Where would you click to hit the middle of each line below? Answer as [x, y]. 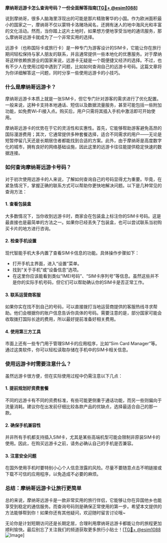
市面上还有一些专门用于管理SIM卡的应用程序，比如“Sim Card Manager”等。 [83, 344]
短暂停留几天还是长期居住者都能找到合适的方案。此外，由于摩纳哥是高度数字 [83, 141]
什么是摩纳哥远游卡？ [31, 87]
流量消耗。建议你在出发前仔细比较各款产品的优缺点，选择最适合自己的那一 [81, 406]
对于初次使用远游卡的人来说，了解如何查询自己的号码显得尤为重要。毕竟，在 [83, 179]
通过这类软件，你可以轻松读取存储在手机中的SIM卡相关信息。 [68, 350]
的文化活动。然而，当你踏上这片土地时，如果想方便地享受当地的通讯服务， [81, 31]
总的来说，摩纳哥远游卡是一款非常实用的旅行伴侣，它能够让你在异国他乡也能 [83, 500]
